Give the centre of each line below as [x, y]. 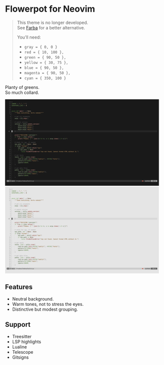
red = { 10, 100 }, [44, 52]
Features [19, 287]
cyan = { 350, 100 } [45, 78]
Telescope [22, 352]
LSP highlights [27, 342]
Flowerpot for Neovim [50, 9]
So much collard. [22, 92]
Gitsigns [20, 357]
